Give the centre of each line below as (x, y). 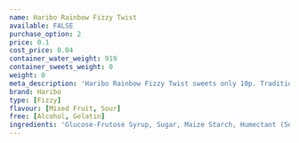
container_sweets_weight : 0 (61, 68)
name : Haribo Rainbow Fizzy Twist (73, 17)
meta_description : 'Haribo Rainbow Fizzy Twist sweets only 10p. (133, 83)
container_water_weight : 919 (63, 59)
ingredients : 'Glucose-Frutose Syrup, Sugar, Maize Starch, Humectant (143, 125)
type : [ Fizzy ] (36, 100)
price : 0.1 (29, 42)
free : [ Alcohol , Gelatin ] (57, 116)
